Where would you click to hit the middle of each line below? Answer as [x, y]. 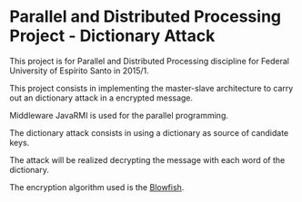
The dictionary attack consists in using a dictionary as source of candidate [149, 132]
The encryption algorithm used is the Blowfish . [97, 187]
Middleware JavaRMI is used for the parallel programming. [119, 115]
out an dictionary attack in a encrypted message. [101, 98]
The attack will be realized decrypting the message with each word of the [147, 159]
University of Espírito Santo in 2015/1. [80, 71]
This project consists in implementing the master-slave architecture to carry [151, 88]
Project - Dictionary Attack [112, 36]
